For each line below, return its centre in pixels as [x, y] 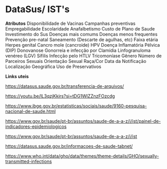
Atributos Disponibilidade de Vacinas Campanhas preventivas [71, 23]
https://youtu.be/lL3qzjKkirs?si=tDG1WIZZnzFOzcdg [60, 96]
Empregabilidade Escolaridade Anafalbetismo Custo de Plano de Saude [80, 28]
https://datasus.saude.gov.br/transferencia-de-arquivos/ [65, 86]
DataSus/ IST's [37, 9]
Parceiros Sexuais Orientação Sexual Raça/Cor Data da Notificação [76, 61]
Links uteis [17, 76]
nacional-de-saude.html [31, 111]
